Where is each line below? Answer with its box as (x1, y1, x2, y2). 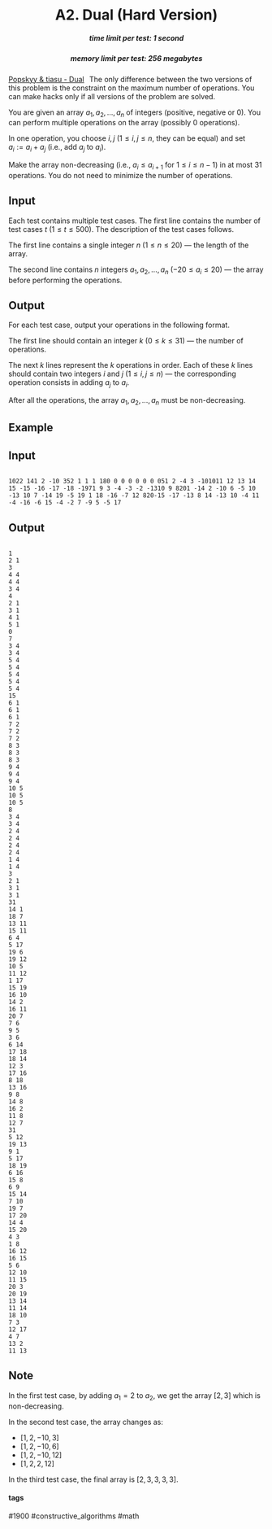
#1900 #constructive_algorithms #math (8, 1511, 140, 1521)
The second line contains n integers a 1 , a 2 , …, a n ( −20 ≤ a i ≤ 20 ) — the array (8, 264, 264, 276)
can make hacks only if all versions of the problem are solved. (8, 91, 216, 101)
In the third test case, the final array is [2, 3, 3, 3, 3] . (8, 1474, 179, 1484)
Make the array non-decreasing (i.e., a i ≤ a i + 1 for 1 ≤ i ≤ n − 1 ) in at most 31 (8, 160, 262, 172)
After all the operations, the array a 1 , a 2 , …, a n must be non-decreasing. (8, 395, 246, 407)
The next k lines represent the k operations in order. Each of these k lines (8, 360, 253, 370)
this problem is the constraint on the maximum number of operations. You (8, 83, 255, 93)
